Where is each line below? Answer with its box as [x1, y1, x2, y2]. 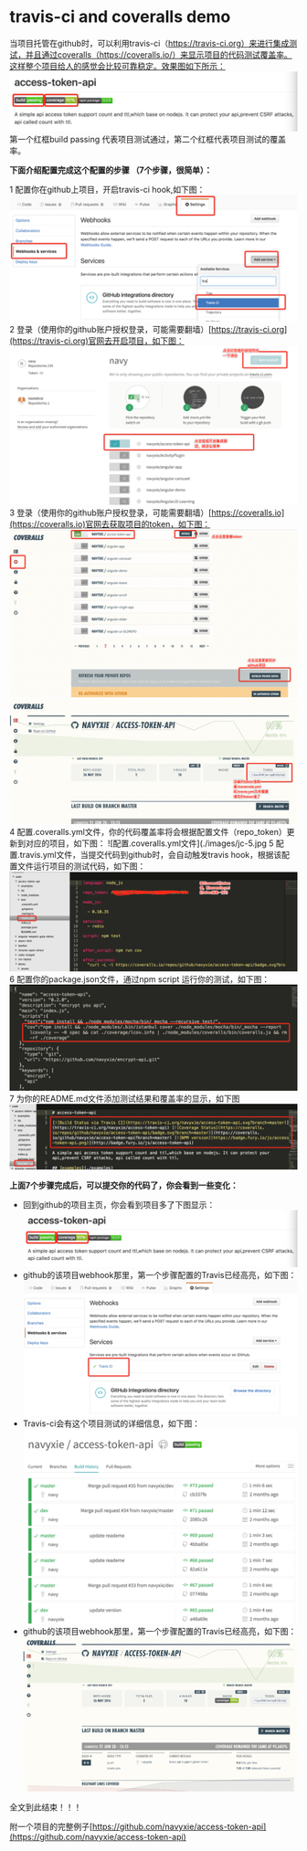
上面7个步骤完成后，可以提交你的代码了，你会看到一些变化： [9, 1179, 239, 1190]
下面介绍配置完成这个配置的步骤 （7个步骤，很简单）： [9, 164, 213, 175]
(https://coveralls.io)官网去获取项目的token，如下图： [9, 518, 211, 529]
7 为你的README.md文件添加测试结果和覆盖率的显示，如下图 [9, 1094, 240, 1105]
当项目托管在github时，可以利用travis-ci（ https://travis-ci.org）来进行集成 [9, 37, 290, 48]
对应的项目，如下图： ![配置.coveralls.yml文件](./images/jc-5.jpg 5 [25, 838, 274, 849]
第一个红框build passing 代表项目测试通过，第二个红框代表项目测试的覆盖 [9, 134, 286, 145]
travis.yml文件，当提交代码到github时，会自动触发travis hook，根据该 [19, 850, 282, 861]
